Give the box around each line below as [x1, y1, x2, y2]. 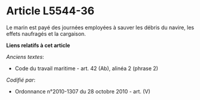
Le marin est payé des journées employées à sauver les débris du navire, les [6, 24, 195, 31]
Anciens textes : [6, 53, 45, 60]
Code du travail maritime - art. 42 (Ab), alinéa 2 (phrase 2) [14, 64, 158, 72]
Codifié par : [6, 76, 36, 83]
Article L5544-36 [6, 4, 94, 18]
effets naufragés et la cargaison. [6, 30, 87, 37]
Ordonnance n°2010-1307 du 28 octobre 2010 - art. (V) [14, 87, 150, 95]
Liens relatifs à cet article [6, 42, 70, 49]
